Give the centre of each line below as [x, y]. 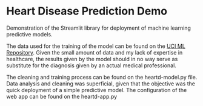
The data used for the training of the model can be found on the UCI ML [96, 46]
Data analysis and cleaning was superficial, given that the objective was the [101, 84]
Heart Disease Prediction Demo [87, 11]
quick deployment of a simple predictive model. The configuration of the [97, 90]
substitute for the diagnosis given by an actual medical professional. [92, 65]
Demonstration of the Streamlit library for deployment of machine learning [98, 28]
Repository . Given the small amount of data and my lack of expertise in [95, 52]
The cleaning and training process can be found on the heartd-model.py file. [102, 77]
